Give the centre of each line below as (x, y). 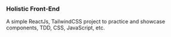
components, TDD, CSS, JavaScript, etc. (56, 28)
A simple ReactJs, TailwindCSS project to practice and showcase (85, 22)
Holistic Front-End (33, 9)
